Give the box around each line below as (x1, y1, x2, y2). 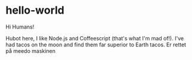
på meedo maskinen (5, 47, 56, 54)
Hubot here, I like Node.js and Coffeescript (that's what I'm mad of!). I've (5, 34, 184, 42)
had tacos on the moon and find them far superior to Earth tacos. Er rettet (5, 41, 186, 48)
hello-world (5, 4, 65, 17)
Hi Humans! (5, 23, 35, 30)
